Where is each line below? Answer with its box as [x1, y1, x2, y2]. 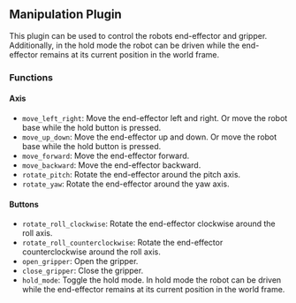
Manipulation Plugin [9, 7, 122, 22]
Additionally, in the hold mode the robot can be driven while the [9, 40, 240, 50]
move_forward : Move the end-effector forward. [21, 150, 190, 161]
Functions [9, 71, 53, 83]
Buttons [9, 199, 40, 209]
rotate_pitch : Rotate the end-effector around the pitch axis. [21, 169, 241, 179]
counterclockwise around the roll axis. [21, 246, 161, 257]
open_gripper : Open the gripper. [21, 256, 139, 267]
